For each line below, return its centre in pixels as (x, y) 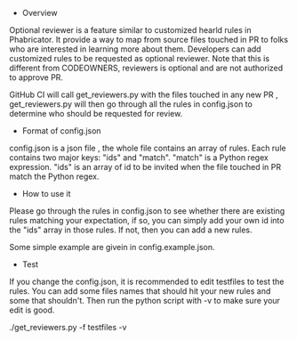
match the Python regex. (54, 176)
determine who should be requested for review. (96, 114)
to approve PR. (36, 77)
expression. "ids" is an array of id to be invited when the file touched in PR (145, 167)
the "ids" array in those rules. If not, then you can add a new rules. (131, 230)
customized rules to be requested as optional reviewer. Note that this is (139, 58)
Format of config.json (61, 131)
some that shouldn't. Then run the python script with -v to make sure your (144, 300)
